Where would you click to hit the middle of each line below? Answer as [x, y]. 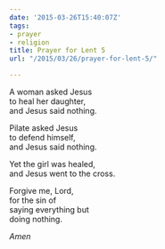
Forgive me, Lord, [41, 191]
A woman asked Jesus [51, 92]
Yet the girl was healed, [53, 164]
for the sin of [33, 200]
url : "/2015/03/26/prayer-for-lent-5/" [83, 59]
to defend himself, [42, 137]
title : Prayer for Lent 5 [57, 51]
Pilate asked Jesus [44, 128]
